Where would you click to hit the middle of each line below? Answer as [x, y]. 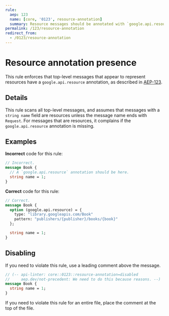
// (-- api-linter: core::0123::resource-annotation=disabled [72, 274]
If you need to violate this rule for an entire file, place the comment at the [81, 303]
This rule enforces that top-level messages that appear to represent [75, 76]
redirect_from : [21, 33]
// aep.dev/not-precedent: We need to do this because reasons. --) [83, 279]
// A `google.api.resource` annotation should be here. [69, 172]
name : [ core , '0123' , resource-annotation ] [56, 19]
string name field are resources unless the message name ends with [76, 115]
